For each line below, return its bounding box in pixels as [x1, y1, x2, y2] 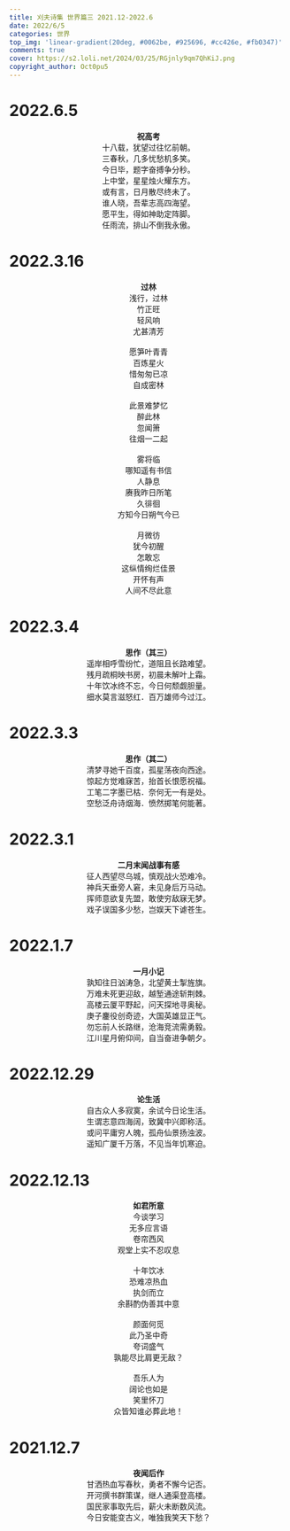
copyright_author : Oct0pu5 [9, 63, 109, 72]
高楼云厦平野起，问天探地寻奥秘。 [87, 999, 210, 1010]
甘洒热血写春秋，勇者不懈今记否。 [87, 1479, 210, 1489]
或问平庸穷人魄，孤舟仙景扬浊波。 [87, 1127, 210, 1139]
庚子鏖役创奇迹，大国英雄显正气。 [87, 1010, 210, 1021]
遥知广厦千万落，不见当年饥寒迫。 [87, 1139, 210, 1149]
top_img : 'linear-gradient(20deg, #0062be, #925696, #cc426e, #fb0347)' [9, 37, 283, 47]
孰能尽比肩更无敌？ [113, 1352, 184, 1363]
